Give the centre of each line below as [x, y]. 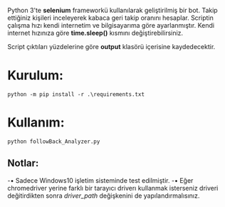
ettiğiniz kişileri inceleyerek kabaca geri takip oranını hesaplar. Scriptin [110, 18]
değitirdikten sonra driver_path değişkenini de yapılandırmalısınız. [104, 196]
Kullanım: [36, 123]
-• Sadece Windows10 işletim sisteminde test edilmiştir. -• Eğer [100, 180]
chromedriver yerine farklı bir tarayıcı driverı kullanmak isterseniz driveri [113, 188]
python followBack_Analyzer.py [54, 142]
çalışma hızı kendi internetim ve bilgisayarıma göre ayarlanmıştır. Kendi [111, 25]
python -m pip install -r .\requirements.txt [76, 94]
